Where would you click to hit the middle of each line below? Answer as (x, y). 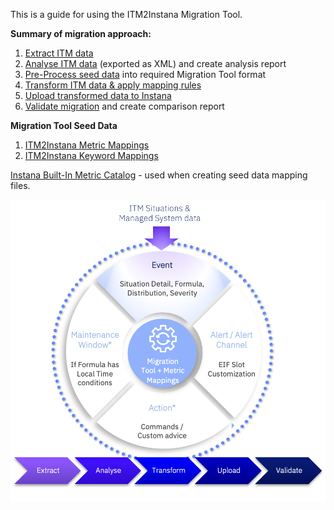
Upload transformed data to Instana (98, 95)
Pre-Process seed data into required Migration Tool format (145, 74)
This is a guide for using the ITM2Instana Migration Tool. (126, 14)
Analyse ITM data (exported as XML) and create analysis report (155, 63)
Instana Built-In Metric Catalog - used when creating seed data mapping (159, 175)
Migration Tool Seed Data (64, 125)
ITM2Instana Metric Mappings (87, 145)
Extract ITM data (59, 53)
